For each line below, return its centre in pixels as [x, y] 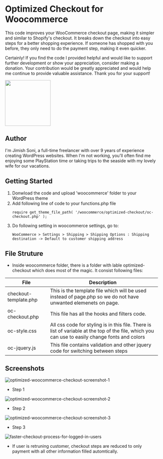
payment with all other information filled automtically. [65, 451]
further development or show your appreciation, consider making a [72, 63]
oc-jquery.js [22, 348]
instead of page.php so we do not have [95, 297]
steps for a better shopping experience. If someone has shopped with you [79, 43]
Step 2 [19, 408]
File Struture [24, 254]
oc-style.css [22, 331]
